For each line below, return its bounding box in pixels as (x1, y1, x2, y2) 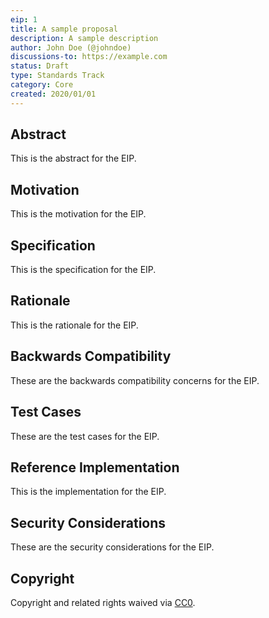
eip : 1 (10, 14, 38, 25)
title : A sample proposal (10, 24, 118, 34)
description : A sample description (10, 33, 159, 43)
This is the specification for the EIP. (10, 264, 157, 276)
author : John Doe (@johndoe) (10, 42, 132, 53)
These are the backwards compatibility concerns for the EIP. (10, 374, 260, 386)
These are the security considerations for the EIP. (10, 541, 215, 553)
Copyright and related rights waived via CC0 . (10, 596, 196, 608)
